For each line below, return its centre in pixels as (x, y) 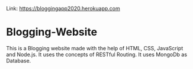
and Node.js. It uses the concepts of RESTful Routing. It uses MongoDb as (97, 54)
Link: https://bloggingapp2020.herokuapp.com (63, 8)
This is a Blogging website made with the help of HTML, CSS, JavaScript (95, 48)
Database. (19, 60)
